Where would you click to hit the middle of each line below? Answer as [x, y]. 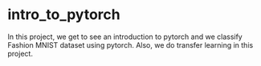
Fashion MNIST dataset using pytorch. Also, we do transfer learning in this [130, 45]
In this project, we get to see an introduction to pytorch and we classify [125, 37]
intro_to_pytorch [64, 15]
